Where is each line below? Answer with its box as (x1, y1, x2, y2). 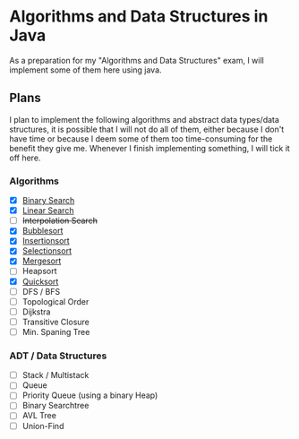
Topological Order (21, 296, 90, 306)
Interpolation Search (21, 215, 98, 226)
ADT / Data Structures (9, 349, 107, 362)
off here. (9, 152, 41, 163)
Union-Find (21, 420, 64, 431)
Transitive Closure (21, 316, 90, 327)
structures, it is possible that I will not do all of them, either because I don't (9, 124, 285, 134)
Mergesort (21, 255, 62, 266)
